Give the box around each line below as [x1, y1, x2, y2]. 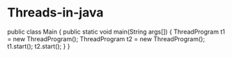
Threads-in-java [7, 5, 104, 21]
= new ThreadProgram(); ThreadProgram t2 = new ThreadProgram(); [7, 34, 206, 43]
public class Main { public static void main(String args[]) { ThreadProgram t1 [7, 27, 225, 36]
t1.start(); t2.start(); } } [7, 42, 71, 50]
